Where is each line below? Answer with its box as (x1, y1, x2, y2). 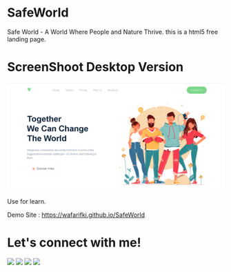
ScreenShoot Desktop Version (7, 59, 184, 75)
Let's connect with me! (7, 235, 141, 251)
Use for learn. (7, 197, 46, 205)
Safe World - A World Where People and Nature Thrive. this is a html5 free (7, 28, 219, 36)
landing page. (7, 35, 46, 43)
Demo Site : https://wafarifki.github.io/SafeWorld (7, 211, 145, 219)
